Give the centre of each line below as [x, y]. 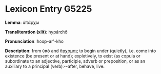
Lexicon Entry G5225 [49, 9]
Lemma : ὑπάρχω [22, 22]
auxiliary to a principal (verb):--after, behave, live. [55, 66]
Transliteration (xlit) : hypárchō [36, 32]
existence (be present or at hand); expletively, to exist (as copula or [73, 56]
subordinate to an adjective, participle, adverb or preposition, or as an [75, 61]
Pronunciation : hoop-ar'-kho [34, 41]
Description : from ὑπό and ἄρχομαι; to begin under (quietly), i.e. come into [80, 51]
